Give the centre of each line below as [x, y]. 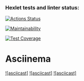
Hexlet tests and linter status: [42, 8]
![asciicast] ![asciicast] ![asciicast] [41, 73]
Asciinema [28, 59]
